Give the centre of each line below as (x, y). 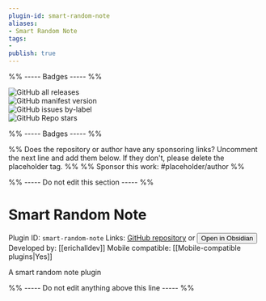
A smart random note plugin (55, 272)
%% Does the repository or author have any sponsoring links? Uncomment (133, 149)
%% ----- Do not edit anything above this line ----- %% (101, 287)
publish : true (32, 53)
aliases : (23, 23)
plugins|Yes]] (30, 256)
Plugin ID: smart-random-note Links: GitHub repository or (102, 237)
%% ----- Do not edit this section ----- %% (81, 182)
